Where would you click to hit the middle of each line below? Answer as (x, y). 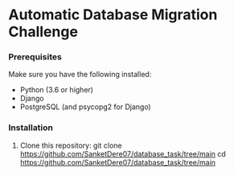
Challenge (43, 32)
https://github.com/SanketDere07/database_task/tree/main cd (123, 153)
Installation (31, 128)
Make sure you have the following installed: (80, 75)
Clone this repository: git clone (71, 145)
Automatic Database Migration (113, 15)
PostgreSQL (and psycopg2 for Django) (85, 107)
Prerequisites (35, 57)
